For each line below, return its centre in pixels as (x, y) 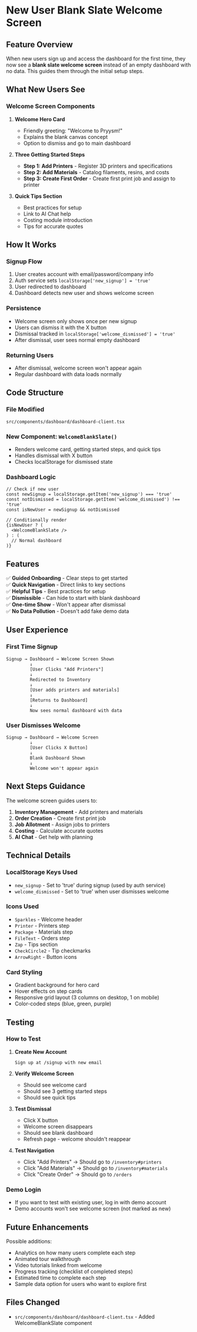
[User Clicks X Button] (59, 748)
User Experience (37, 630)
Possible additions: (29, 1241)
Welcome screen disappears (58, 1126)
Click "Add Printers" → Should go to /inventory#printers (92, 1162)
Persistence (24, 308)
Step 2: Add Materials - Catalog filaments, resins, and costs (96, 172)
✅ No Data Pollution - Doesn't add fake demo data (68, 611)
